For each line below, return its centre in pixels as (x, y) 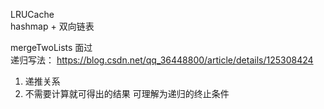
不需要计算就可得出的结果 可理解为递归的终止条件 (127, 93)
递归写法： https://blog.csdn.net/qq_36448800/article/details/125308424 (162, 60)
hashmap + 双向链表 (52, 26)
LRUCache (32, 14)
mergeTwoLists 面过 (51, 47)
